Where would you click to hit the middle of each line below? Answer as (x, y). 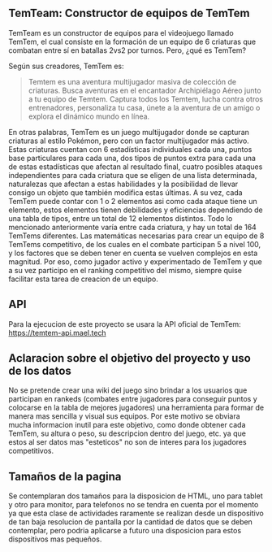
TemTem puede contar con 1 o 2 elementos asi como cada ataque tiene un (133, 201)
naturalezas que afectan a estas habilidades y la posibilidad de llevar (123, 184)
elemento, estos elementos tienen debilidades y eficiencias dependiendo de (136, 210)
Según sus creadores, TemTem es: (66, 66)
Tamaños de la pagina (65, 476)
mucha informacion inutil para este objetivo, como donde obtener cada (127, 425)
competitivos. (31, 451)
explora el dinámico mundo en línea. (89, 116)
